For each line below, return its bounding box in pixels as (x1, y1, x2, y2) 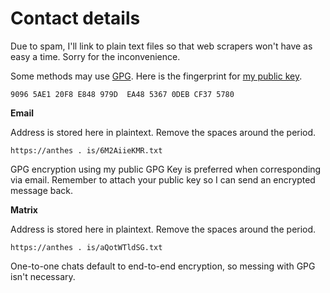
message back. (10, 184, 74, 196)
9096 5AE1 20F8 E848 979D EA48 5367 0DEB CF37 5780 (10, 89, 235, 99)
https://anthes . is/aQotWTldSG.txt (10, 242, 163, 252)
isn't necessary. (10, 270, 76, 282)
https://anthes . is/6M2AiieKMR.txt (10, 145, 163, 156)
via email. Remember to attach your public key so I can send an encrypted (10, 173, 316, 186)
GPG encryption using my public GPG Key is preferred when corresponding (10, 163, 322, 175)
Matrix (10, 203, 38, 216)
